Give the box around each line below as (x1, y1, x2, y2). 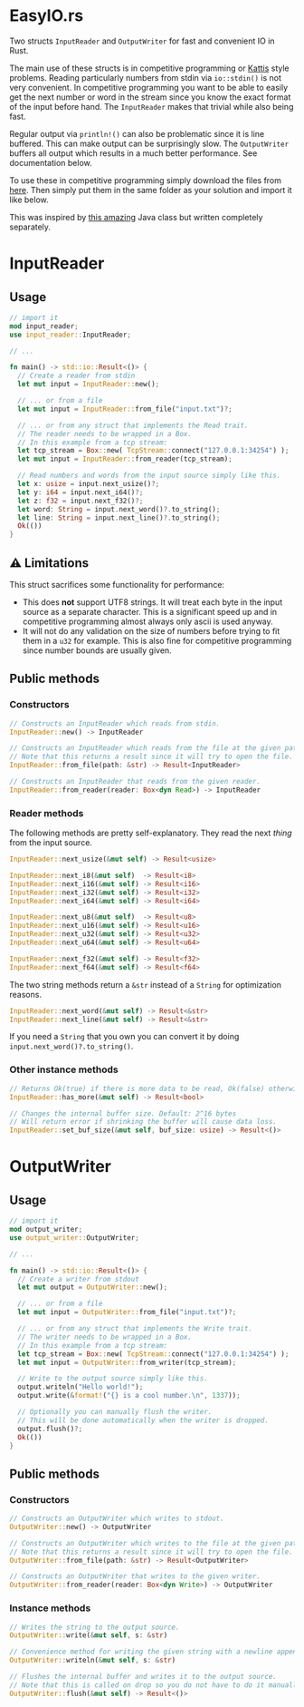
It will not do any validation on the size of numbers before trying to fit (22, 626, 280, 636)
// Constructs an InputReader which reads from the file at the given (9, 744, 281, 753)
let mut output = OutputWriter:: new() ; (17, 1283, 168, 1292)
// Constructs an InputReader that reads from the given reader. (9, 777, 261, 786)
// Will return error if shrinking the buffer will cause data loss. (9, 1117, 278, 1127)
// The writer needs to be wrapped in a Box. (17, 1332, 193, 1341)
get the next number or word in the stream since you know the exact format (9, 92, 291, 102)
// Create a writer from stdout (17, 1274, 140, 1283)
